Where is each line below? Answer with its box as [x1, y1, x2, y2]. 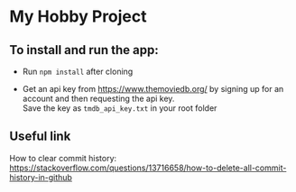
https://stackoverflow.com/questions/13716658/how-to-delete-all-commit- [9, 162, 287, 173]
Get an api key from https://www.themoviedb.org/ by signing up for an [22, 84, 284, 94]
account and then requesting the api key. [22, 93, 175, 104]
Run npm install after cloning [22, 66, 134, 77]
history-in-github [9, 171, 72, 182]
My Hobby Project [9, 6, 147, 27]
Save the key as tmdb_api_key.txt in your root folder [22, 103, 217, 114]
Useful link [9, 129, 71, 144]
